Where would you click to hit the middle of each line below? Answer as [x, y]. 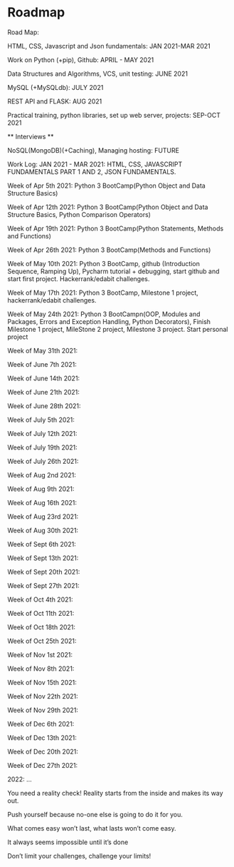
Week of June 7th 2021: [42, 364]
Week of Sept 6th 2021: [42, 544]
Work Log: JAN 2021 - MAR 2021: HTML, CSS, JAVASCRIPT [95, 164]
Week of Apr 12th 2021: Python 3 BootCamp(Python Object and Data [108, 207]
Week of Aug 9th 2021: [41, 489]
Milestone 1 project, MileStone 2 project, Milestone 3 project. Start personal [118, 329]
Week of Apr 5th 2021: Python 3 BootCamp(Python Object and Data [107, 186]
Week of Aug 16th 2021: [42, 502]
